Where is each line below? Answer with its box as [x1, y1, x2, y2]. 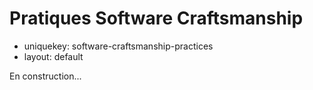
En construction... [9, 70, 82, 82]
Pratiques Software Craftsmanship [9, 7, 304, 30]
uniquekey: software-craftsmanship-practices [23, 40, 214, 52]
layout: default [23, 50, 84, 62]
